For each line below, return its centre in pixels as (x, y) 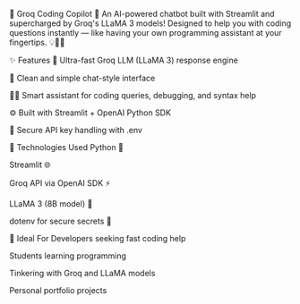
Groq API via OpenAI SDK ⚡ (60, 183)
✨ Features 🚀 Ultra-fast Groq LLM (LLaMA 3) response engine (124, 60)
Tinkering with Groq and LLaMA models (82, 273)
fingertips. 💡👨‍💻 (37, 42)
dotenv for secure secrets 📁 (60, 221)
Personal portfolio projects (58, 290)
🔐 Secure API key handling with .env (76, 130)
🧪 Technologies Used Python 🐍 (66, 147)
